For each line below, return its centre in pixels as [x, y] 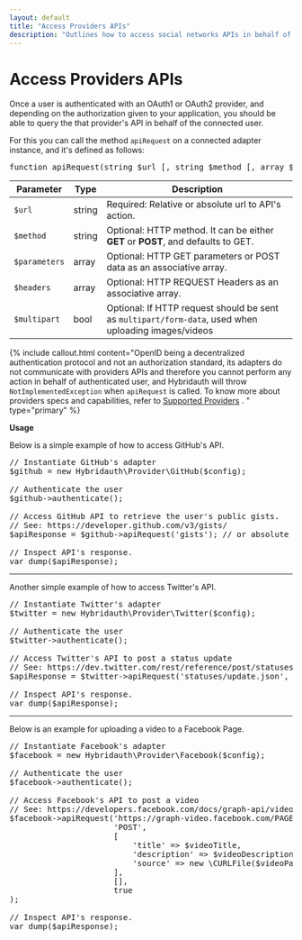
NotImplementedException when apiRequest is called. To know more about [145, 391]
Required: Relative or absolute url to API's [194, 205]
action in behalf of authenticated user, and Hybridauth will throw [128, 382]
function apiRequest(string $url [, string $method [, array [147, 167]
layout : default [40, 18]
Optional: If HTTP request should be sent [192, 308]
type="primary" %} [45, 410]
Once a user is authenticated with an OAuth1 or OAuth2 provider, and [137, 104]
